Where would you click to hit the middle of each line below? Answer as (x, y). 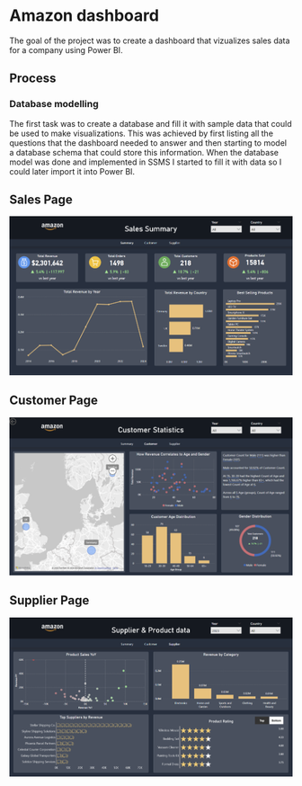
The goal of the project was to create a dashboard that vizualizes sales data (150, 40)
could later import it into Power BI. (72, 171)
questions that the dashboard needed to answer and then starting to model (148, 143)
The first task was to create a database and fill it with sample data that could (151, 123)
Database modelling (54, 104)
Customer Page (54, 401)
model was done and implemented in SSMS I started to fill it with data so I (146, 162)
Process (33, 79)
